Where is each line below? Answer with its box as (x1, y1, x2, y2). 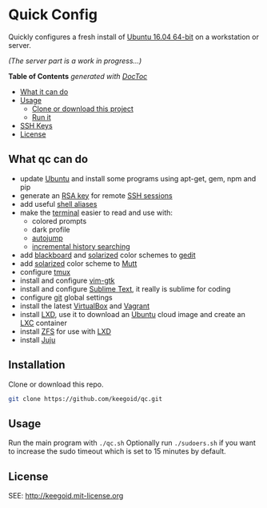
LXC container (19, 318, 68, 327)
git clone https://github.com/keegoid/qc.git (8, 395, 162, 403)
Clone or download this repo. (8, 379, 104, 389)
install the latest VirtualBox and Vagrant (19, 301, 150, 311)
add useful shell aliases (19, 199, 98, 208)
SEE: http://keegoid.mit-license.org (8, 491, 124, 501)
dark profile (31, 224, 70, 234)
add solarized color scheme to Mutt (19, 258, 137, 268)
